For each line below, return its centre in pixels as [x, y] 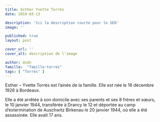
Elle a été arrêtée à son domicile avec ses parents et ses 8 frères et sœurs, [80, 100]
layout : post [18, 41]
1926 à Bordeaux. [23, 91]
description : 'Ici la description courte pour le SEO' [62, 23]
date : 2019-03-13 [23, 14]
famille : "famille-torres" [34, 67]
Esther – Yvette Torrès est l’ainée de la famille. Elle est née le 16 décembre [80, 85]
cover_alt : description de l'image [41, 54]
